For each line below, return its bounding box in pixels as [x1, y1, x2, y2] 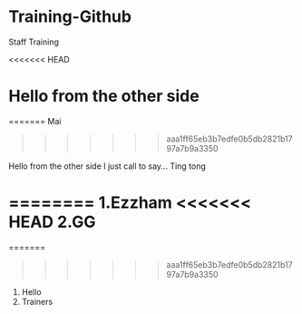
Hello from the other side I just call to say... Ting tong [8, 161, 206, 172]
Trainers [21, 296, 54, 307]
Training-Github [8, 6, 132, 27]
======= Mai [8, 115, 62, 126]
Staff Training [8, 36, 60, 47]
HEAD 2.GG [8, 211, 96, 232]
